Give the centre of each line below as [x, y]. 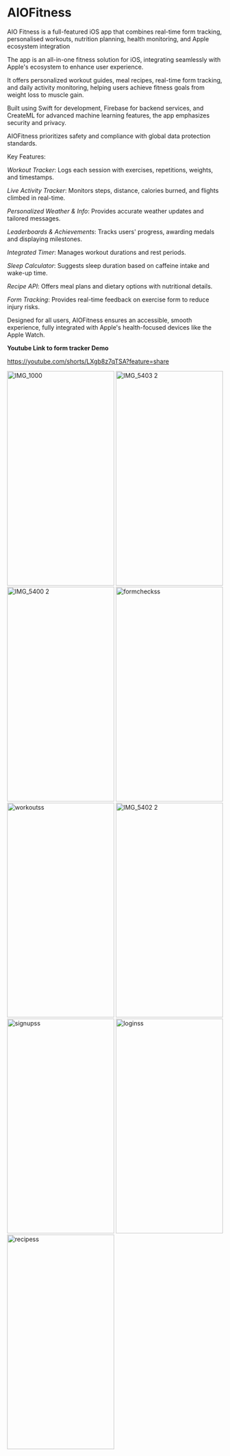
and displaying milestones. [44, 239]
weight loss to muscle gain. [46, 95]
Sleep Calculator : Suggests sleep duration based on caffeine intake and [108, 265]
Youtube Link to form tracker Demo [58, 348]
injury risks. [23, 306]
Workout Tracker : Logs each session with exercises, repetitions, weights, [110, 170]
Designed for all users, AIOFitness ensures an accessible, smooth [100, 320]
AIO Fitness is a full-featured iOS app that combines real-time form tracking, [115, 32]
